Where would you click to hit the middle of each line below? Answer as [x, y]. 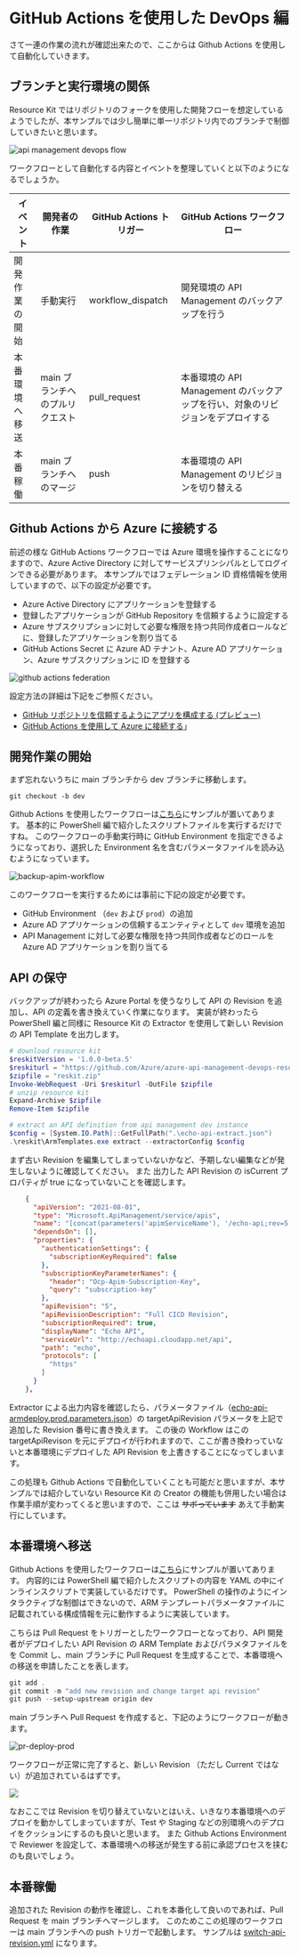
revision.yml [32, 1943]
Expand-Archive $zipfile [55, 1101]
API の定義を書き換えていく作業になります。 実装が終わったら [146, 1012]
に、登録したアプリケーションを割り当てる [100, 637]
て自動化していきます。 [52, 55]
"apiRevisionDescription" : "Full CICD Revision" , [135, 1315]
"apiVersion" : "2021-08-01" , [87, 1207]
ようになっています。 [55, 859]
